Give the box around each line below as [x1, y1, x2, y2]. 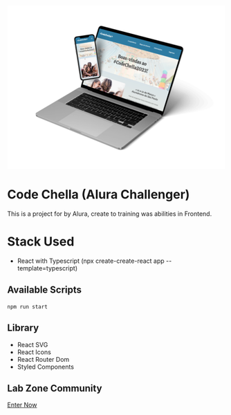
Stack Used [7, 234, 75, 250]
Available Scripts [7, 284, 82, 296]
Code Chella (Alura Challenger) [7, 187, 190, 203]
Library [7, 322, 39, 334]
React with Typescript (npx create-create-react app [17, 257, 165, 265]
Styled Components [17, 362, 75, 371]
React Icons [17, 348, 52, 356]
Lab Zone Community [7, 382, 102, 394]
